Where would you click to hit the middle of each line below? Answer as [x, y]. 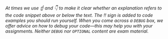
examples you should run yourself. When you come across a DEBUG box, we [84, 20]
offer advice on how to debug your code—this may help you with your [79, 26]
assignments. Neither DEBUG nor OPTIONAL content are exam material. [77, 31]
